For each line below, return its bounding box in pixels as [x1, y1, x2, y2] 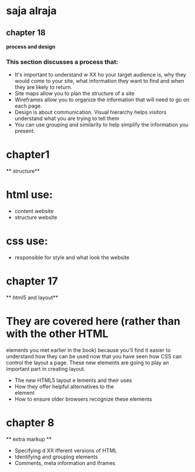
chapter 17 [6, 275, 58, 288]
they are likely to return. [14, 84, 72, 91]
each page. [14, 102, 42, 109]
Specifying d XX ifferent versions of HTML [14, 447, 117, 454]
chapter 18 [6, 28, 46, 38]
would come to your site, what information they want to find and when [14, 78, 184, 85]
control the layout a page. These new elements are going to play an [6, 359, 169, 366]
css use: [6, 234, 48, 248]
